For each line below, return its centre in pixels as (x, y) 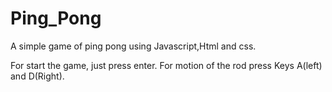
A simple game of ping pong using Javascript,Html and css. (133, 46)
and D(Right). (37, 76)
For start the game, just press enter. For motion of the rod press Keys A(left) (166, 65)
